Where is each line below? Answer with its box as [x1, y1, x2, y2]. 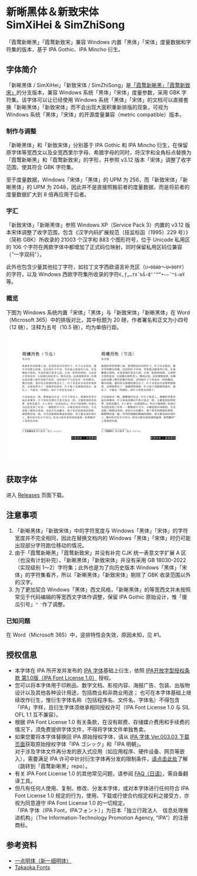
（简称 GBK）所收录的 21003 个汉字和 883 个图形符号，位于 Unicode [6, 236, 173, 243]
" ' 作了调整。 [35, 600, 69, 608]
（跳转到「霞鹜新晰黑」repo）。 [14, 762, 91, 769]
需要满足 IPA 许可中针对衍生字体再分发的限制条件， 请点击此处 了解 [27, 755, 188, 762]
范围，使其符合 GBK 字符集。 [6, 164, 76, 171]
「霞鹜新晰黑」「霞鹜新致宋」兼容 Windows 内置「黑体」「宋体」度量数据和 [6, 38, 186, 45]
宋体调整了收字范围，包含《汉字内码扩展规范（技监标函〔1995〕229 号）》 [11, 229, 191, 236]
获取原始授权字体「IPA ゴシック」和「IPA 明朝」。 [25, 740, 145, 748]
